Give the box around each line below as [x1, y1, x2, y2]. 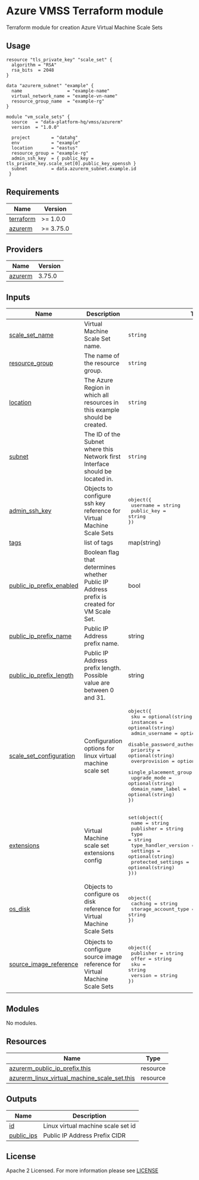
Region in [84, 384, 111, 392]
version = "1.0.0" [11, 124, 60, 130]
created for [84, 600, 115, 609]
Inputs [6, 292, 31, 302]
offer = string [131, 955, 172, 962]
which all [84, 391, 109, 399]
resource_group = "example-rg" [11, 150, 89, 156]
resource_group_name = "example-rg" [11, 98, 105, 104]
